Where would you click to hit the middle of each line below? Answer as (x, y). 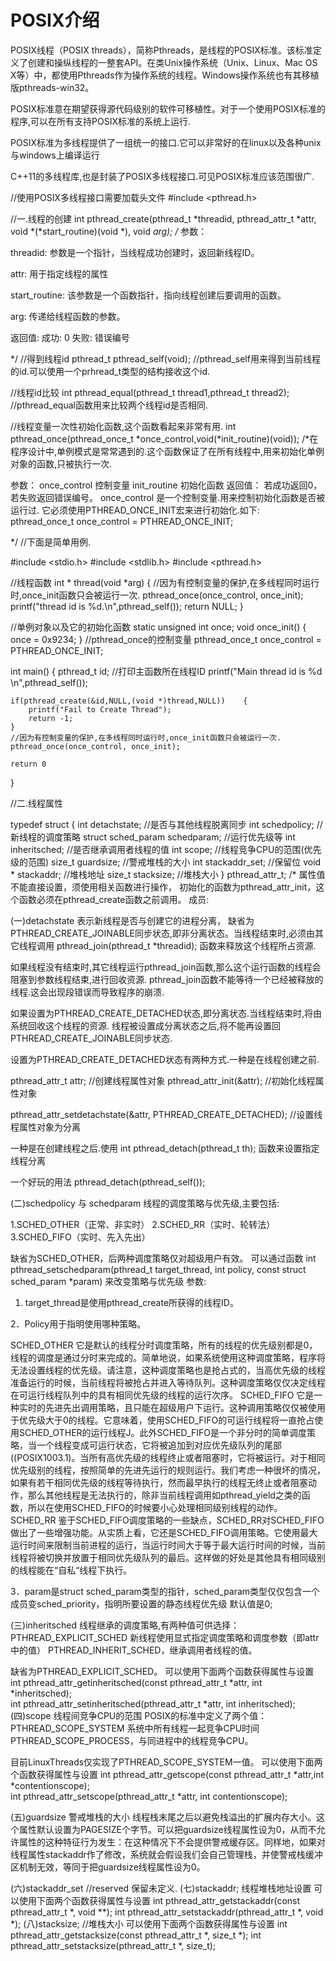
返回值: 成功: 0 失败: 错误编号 (70, 337)
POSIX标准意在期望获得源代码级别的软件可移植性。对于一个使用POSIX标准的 (168, 108)
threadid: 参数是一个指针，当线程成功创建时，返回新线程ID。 (135, 252)
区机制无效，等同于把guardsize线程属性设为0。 (108, 1867)
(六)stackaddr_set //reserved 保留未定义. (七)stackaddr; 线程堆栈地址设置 (161, 1888)
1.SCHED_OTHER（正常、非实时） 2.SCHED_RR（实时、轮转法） (143, 1224)
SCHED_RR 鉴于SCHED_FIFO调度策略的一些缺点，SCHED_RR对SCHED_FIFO (167, 1520)
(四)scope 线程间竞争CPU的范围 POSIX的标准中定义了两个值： (139, 1715)
